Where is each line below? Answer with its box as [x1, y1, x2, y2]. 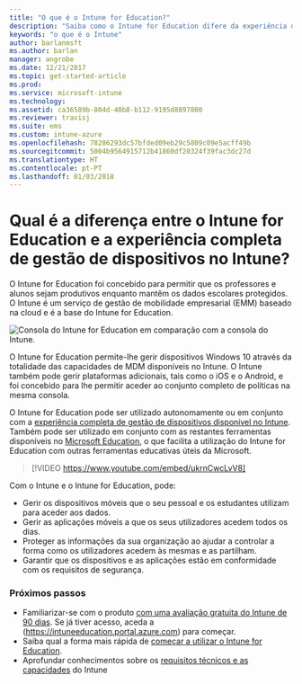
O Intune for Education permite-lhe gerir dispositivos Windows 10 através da [9, 351, 292, 362]
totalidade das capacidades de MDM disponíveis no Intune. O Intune [9, 361, 262, 372]
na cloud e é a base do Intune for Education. [9, 307, 173, 318]
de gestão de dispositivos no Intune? [9, 249, 290, 270]
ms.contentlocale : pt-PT [9, 164, 102, 173]
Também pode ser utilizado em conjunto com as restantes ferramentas [9, 426, 271, 437]
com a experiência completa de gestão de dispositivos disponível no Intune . [9, 417, 291, 428]
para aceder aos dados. [22, 507, 111, 518]
